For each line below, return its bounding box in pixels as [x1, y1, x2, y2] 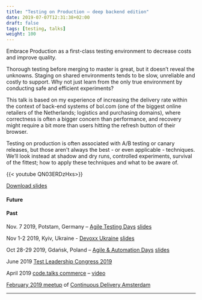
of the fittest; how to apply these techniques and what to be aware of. [6, 159, 179, 166]
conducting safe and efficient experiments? [6, 85, 114, 92]
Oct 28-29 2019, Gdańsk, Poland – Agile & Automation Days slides [6, 246, 170, 253]
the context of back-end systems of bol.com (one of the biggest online [6, 103, 182, 110]
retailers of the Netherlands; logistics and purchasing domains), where [6, 109, 181, 116]
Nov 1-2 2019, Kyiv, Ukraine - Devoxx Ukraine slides [6, 235, 135, 242]
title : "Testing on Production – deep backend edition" [6, 8, 149, 15]
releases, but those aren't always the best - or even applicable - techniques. [6, 146, 195, 154]
